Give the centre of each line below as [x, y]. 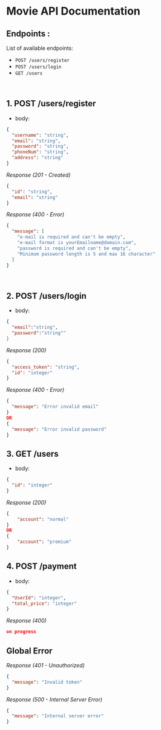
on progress [21, 632]
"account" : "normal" [43, 519]
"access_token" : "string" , [46, 367]
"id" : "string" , [32, 192]
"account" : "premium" [44, 542]
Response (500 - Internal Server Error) [54, 699]
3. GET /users [32, 454]
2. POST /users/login [46, 296]
